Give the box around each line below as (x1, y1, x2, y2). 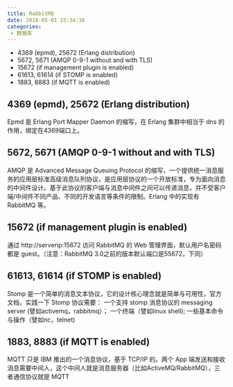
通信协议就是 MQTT (12, 372, 69, 381)
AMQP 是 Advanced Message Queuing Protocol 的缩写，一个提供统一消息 (7, 166, 218, 174)
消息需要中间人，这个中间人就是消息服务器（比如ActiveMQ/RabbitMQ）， (7, 364, 215, 372)
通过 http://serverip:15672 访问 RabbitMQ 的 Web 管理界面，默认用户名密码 (7, 240, 222, 249)
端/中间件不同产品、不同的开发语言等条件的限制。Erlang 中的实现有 (7, 192, 200, 200)
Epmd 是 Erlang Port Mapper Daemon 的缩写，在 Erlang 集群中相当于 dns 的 (7, 117, 225, 126)
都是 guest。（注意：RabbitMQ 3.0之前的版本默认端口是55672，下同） (7, 249, 207, 258)
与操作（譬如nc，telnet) (7, 315, 76, 324)
